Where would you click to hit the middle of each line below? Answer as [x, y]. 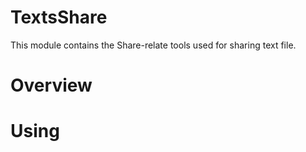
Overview [51, 85]
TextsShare [59, 17]
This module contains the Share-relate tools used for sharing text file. [153, 45]
